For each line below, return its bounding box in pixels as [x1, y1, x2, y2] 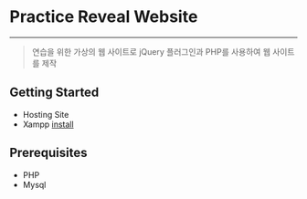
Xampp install [22, 119, 75, 130]
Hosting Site [22, 109, 69, 120]
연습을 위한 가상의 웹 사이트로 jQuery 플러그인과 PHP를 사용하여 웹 [31, 46, 271, 57]
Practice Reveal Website [9, 6, 198, 27]
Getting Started [9, 85, 100, 100]
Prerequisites [9, 145, 88, 161]
